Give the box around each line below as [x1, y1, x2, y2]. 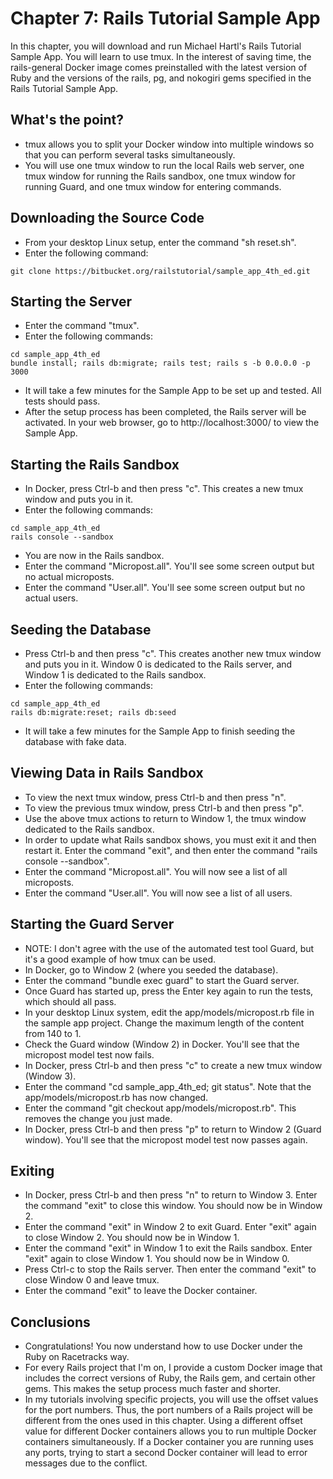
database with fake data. [24, 736, 127, 747]
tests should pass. [24, 395, 101, 407]
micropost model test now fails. [24, 1048, 155, 1061]
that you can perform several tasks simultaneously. [24, 148, 236, 161]
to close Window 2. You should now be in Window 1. [24, 1232, 240, 1244]
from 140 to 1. [24, 1027, 82, 1039]
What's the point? [10, 112, 125, 129]
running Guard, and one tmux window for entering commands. [24, 180, 282, 192]
